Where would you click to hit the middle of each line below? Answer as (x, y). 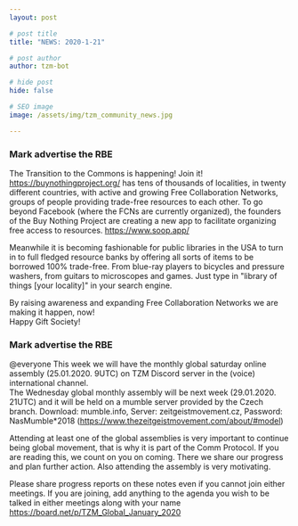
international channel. (49, 383)
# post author (36, 58)
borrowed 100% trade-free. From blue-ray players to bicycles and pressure (147, 266)
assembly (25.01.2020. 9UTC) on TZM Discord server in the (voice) (133, 374)
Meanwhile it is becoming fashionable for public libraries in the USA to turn (146, 247)
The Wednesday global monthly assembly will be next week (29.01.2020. (143, 392)
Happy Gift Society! (45, 321)
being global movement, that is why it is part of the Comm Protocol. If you (144, 448)
